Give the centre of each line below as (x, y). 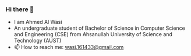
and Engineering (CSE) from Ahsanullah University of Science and (93, 34)
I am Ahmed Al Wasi (38, 22)
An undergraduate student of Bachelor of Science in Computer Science (100, 28)
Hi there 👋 (20, 9)
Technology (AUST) (38, 41)
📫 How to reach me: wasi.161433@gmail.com (69, 47)
